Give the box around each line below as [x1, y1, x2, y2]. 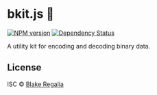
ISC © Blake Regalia [7, 80, 64, 88]
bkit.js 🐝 [7, 6, 55, 22]
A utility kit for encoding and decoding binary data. [7, 42, 151, 50]
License [7, 62, 42, 74]
